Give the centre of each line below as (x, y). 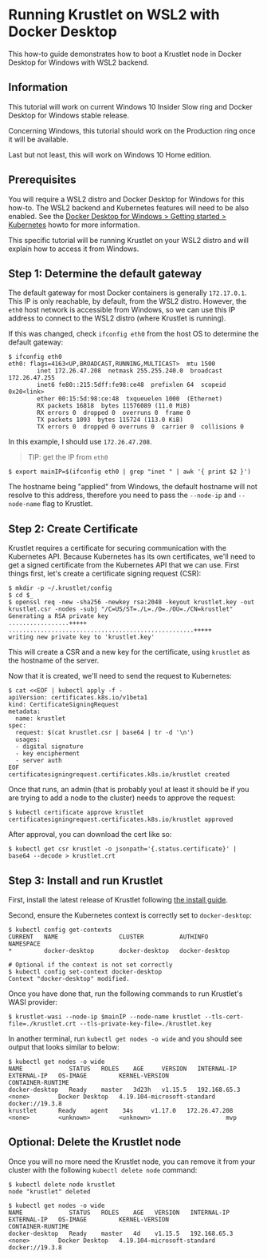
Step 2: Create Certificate (73, 529)
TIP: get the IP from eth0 (68, 457)
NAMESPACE (25, 944)
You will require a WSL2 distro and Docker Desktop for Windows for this (126, 199)
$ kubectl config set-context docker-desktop (85, 972)
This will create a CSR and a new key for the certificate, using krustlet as (129, 652)
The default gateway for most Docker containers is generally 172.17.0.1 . (128, 293)
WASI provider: (33, 1002)
